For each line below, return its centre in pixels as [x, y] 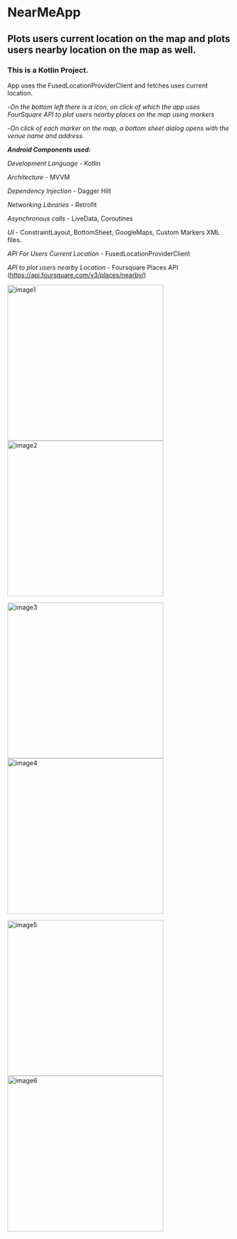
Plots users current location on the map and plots [119, 39]
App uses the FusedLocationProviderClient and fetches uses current [108, 85]
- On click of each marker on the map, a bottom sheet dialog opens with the [118, 128]
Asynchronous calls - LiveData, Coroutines [70, 218]
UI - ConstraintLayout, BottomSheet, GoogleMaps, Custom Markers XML [114, 232]
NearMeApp [44, 12]
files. [15, 240]
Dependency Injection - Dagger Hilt [59, 191]
